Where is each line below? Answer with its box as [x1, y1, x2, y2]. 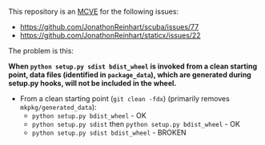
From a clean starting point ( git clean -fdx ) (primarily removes [19, 94, 230, 103]
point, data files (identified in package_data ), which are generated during [8, 70, 252, 79]
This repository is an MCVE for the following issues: [8, 7, 179, 16]
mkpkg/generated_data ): [19, 103, 98, 112]
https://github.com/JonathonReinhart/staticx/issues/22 [19, 31, 202, 40]
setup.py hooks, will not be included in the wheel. [8, 79, 177, 88]
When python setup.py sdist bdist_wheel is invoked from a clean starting [8, 61, 258, 71]
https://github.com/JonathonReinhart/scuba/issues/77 [19, 22, 199, 31]
